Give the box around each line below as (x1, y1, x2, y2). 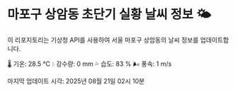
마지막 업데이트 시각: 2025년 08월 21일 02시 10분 (7, 76, 145, 85)
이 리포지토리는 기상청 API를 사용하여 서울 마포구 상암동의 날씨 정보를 (7, 35, 199, 44)
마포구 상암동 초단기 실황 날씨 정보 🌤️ (7, 6, 211, 23)
